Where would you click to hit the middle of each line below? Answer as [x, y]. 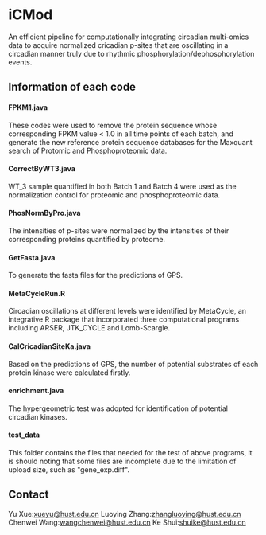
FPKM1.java [28, 107]
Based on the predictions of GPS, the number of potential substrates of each [133, 364]
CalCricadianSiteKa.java [50, 346]
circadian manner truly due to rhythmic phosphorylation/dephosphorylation [131, 53]
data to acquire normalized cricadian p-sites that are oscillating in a [118, 45]
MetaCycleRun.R [37, 293]
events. [20, 62]
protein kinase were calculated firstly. [69, 373]
